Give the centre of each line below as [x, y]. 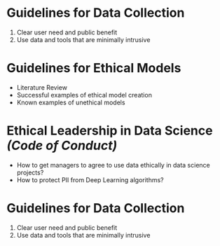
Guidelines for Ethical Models [94, 68]
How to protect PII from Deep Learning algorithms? [90, 179]
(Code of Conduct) [62, 146]
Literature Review [42, 87]
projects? [30, 172]
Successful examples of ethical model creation [84, 95]
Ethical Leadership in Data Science [110, 131]
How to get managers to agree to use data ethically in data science [114, 165]
